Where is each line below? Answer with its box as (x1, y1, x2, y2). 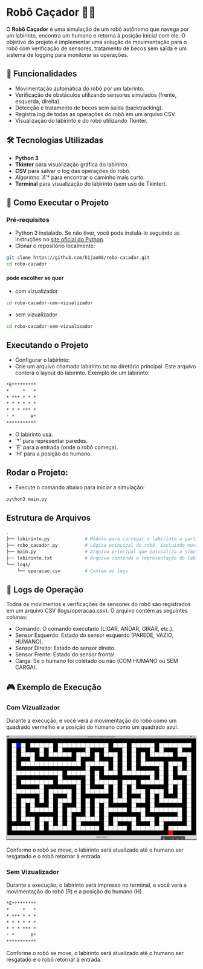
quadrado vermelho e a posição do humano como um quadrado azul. (6, 723, 179, 731)
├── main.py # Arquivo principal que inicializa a (6, 549, 182, 555)
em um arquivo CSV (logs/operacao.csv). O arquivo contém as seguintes (6, 607, 188, 615)
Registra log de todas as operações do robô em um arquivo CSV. (14, 110, 176, 117)
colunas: (6, 613, 28, 621)
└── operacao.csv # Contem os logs (17, 568, 129, 574)
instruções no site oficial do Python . (14, 236, 105, 243)
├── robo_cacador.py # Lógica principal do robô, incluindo (6, 543, 185, 549)
